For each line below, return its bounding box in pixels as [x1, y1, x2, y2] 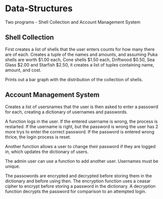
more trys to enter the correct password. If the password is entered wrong [5, 129, 155, 134]
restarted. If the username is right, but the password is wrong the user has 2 [5, 123, 159, 130]
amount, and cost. [5, 67, 41, 73]
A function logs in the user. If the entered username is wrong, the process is [5, 118, 158, 124]
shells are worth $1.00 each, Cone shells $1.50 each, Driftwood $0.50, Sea [5, 57, 155, 63]
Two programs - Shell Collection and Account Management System [5, 19, 141, 25]
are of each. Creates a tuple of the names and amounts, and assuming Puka [5, 51, 158, 57]
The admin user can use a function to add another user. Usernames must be [5, 158, 159, 164]
